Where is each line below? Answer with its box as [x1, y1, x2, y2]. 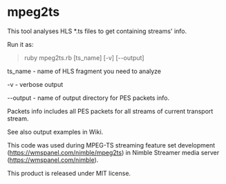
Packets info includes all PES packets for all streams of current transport [7, 107, 214, 115]
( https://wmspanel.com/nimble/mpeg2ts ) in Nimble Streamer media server [7, 148, 220, 156]
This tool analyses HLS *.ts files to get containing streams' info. [7, 27, 187, 35]
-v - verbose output [7, 80, 64, 88]
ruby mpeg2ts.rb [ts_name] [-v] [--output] [23, 53, 144, 62]
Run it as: [7, 40, 34, 48]
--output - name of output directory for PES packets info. [7, 94, 170, 102]
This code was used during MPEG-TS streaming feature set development [7, 141, 216, 149]
